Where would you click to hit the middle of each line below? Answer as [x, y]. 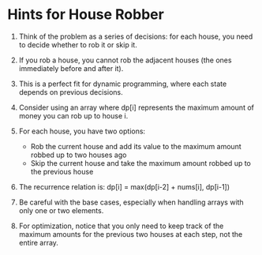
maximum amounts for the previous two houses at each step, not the [131, 234]
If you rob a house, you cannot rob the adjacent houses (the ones [125, 60]
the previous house [62, 171]
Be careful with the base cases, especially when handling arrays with [131, 202]
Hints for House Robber [86, 15]
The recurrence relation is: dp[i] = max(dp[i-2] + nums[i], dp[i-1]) [124, 186]
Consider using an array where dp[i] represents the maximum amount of [136, 107]
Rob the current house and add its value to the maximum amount [136, 146]
